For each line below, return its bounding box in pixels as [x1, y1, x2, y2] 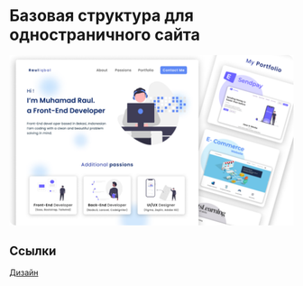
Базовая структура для [9, 5, 194, 26]
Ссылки [9, 243, 57, 258]
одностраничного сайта [9, 24, 200, 45]
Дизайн [9, 267, 39, 278]
